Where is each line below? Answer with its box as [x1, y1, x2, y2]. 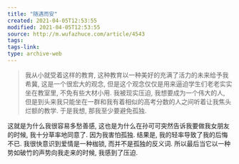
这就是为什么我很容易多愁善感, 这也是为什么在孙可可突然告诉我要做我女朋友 [7, 121, 230, 130]
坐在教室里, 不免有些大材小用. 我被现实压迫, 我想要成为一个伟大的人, [24, 88, 225, 97]
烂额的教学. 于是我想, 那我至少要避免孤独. [24, 106, 147, 115]
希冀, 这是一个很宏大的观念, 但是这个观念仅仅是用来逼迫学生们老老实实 [24, 79, 233, 88]
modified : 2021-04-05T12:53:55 [7, 24, 101, 31]
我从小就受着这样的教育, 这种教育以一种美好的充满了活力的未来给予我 [24, 71, 229, 79]
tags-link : [7, 43, 40, 51]
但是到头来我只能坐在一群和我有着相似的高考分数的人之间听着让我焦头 [24, 97, 232, 106]
